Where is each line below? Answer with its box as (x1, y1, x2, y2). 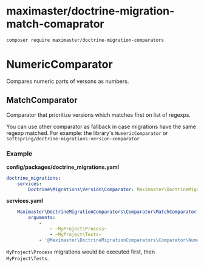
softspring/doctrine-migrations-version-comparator (6, 136, 140, 142)
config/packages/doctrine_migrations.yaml (6, 163, 120, 171)
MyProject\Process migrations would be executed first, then (6, 248, 155, 255)
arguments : (28, 215, 56, 221)
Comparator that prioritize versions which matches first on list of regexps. (6, 111, 191, 119)
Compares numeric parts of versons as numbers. (6, 77, 129, 85)
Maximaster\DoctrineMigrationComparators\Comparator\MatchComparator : (17, 209, 200, 215)
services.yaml (6, 197, 44, 204)
